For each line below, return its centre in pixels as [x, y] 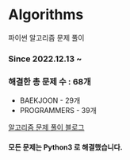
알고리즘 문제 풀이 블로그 [46, 127]
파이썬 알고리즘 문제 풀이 [46, 37]
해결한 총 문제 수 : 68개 [50, 81]
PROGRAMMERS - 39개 [58, 111]
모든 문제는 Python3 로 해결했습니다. [65, 147]
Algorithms [46, 15]
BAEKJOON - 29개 [50, 100]
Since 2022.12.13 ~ [45, 59]
